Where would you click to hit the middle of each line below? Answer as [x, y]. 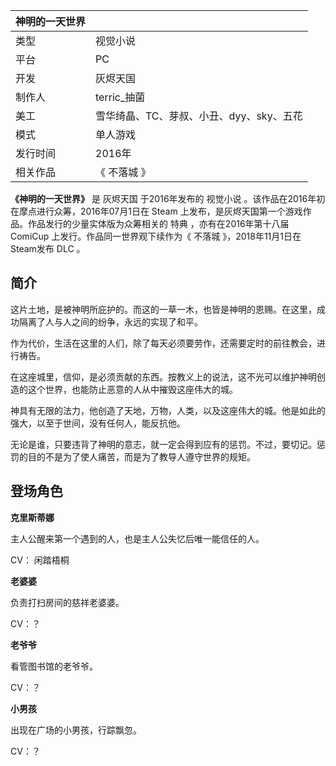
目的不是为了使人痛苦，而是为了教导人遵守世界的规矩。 [141, 456]
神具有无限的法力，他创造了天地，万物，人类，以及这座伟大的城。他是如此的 [168, 410]
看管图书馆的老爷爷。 [54, 666]
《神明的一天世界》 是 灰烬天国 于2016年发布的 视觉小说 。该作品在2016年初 [168, 198]
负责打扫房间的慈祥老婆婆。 [67, 602]
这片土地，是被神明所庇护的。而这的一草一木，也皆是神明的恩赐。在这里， [163, 309]
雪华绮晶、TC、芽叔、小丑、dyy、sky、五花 [199, 116]
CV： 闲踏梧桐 [40, 560]
